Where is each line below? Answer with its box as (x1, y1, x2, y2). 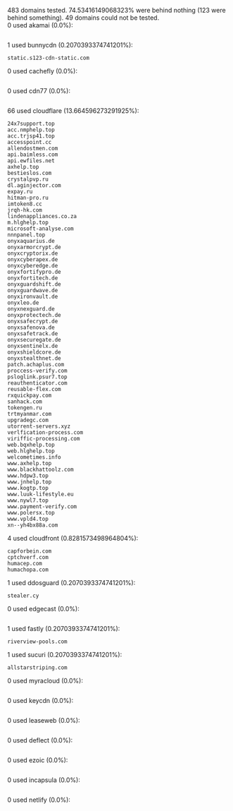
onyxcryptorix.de (7, 250, 58, 257)
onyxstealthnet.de (7, 355, 61, 362)
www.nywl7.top (7, 497, 49, 504)
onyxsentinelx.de (7, 342, 58, 349)
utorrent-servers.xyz (7, 423, 71, 430)
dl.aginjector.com (7, 182, 61, 189)
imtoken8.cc (7, 200, 42, 208)
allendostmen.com (7, 145, 58, 152)
